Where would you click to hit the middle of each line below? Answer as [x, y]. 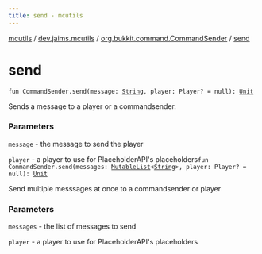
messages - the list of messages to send [72, 226]
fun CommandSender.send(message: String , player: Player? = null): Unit [131, 91]
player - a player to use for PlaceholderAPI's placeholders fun [108, 159]
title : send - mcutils [46, 15]
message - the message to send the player [76, 144]
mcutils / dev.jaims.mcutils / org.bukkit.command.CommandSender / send [129, 38]
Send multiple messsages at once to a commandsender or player [114, 188]
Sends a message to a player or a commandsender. [92, 106]
